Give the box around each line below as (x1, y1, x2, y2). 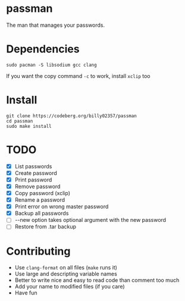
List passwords (14, 162, 52, 170)
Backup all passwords (14, 210, 69, 217)
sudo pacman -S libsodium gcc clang (6, 62, 97, 68)
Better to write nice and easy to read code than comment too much (14, 277, 180, 284)
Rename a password (14, 196, 65, 203)
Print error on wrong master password (14, 203, 109, 210)
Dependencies (6, 42, 80, 56)
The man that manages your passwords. (6, 21, 105, 29)
